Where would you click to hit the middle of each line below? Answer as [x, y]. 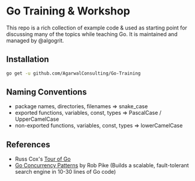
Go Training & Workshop [68, 11]
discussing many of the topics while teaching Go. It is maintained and [92, 34]
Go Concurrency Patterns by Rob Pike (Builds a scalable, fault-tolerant [102, 165]
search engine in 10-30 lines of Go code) [65, 172]
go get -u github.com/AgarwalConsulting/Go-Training [73, 73]
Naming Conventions [46, 92]
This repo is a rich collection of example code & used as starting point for [97, 28]
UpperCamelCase [37, 119]
